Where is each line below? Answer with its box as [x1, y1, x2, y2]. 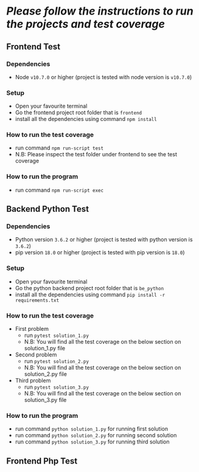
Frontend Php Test [6, 456, 78, 466]
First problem [15, 325, 49, 333]
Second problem [15, 351, 57, 358]
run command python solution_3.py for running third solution [15, 438, 170, 445]
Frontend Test [6, 41, 61, 52]
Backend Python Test [6, 204, 89, 214]
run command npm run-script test [15, 144, 104, 151]
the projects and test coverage [6, 17, 166, 31]
